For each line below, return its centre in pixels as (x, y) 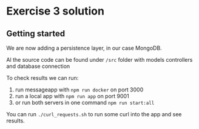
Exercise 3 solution (56, 11)
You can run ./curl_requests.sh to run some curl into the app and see (94, 114)
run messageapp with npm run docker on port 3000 (79, 90)
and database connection (38, 66)
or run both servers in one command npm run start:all (85, 102)
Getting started (36, 34)
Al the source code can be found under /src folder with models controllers (99, 60)
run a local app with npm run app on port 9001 (72, 96)
